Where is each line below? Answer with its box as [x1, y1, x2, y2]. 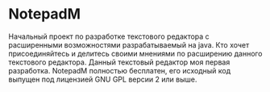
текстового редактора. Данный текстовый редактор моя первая [8, 57, 231, 67]
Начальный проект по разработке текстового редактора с [8, 31, 210, 41]
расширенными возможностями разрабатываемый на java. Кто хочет [8, 40, 250, 49]
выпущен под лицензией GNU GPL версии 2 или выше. [8, 74, 197, 84]
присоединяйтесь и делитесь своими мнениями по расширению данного [8, 48, 263, 58]
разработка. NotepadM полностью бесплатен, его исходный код [8, 65, 231, 75]
